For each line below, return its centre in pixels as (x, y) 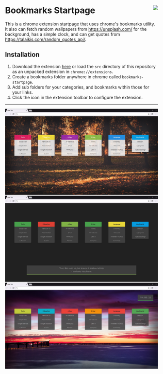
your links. (22, 92)
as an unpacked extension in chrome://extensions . (62, 71)
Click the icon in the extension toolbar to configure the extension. (77, 97)
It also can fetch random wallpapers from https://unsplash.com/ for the (76, 29)
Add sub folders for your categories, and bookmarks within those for (81, 87)
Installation (22, 55)
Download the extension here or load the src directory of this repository (84, 66)
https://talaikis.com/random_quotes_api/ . (46, 39)
